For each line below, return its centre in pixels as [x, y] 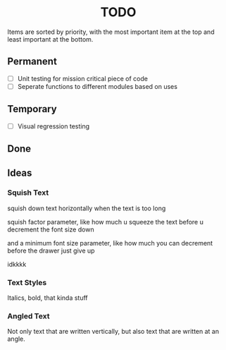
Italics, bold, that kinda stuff [48, 298]
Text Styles [27, 282]
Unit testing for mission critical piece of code [82, 78]
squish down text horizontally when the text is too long [87, 208]
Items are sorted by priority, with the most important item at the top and [111, 32]
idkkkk [17, 264]
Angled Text [29, 316]
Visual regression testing [54, 126]
